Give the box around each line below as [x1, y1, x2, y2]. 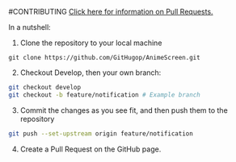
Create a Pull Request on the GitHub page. [19, 144, 162, 154]
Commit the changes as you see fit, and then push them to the [19, 105, 228, 115]
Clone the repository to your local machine [19, 38, 162, 48]
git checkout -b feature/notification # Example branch [8, 90, 200, 99]
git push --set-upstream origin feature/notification [8, 129, 194, 138]
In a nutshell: [8, 23, 51, 31]
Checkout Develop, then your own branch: [19, 68, 162, 77]
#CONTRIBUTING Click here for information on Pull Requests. [8, 7, 213, 16]
